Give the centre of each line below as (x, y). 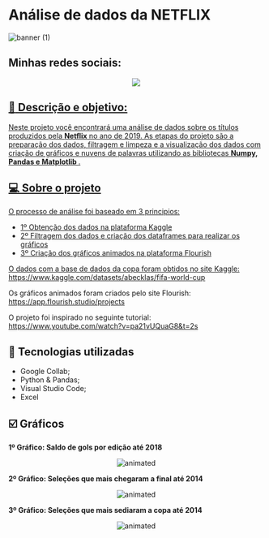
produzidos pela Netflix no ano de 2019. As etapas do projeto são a (121, 136)
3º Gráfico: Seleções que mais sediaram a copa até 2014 (105, 510)
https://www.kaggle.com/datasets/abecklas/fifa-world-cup (107, 278)
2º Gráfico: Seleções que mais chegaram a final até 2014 (106, 479)
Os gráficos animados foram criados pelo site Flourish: (100, 293)
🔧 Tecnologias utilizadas (71, 352)
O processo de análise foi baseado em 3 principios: (94, 212)
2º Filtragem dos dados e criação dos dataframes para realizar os (130, 236)
